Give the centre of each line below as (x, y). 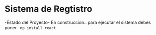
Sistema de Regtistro (48, 9)
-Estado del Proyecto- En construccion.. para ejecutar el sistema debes (78, 22)
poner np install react (30, 27)
